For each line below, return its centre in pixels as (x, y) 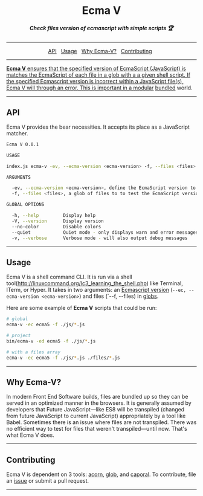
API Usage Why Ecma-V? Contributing (100, 51)
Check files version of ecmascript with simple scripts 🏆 (101, 28)
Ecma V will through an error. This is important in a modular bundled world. (99, 88)
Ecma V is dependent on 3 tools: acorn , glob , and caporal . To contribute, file (101, 474)
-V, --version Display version (58, 221)
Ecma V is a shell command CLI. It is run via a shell (69, 277)
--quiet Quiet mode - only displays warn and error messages (105, 232)
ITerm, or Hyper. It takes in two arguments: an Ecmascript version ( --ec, (96, 290)
